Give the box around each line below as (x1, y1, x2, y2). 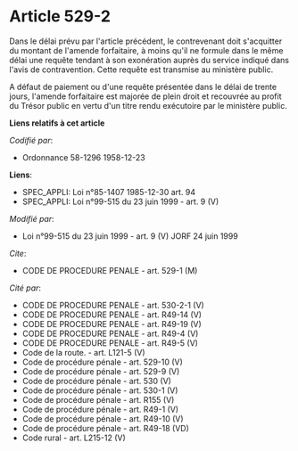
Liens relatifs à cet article (9, 118, 105, 128)
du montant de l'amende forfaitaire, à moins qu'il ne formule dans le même (9, 45, 284, 55)
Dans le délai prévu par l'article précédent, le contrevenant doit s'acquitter (9, 36, 283, 46)
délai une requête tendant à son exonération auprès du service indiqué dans (9, 54, 290, 65)
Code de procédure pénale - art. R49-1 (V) (21, 404, 179, 414)
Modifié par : (9, 213, 55, 224)
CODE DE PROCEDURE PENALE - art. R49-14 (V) (21, 309, 203, 320)
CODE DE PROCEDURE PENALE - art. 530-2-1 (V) (21, 299, 205, 310)
